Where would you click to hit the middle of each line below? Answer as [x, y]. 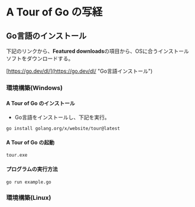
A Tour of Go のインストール [40, 103]
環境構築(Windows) [35, 88]
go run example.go [29, 182]
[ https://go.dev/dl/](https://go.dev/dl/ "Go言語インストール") [79, 71]
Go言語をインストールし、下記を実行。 [62, 117]
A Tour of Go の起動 [30, 142]
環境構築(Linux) [29, 198]
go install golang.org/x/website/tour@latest [63, 129]
